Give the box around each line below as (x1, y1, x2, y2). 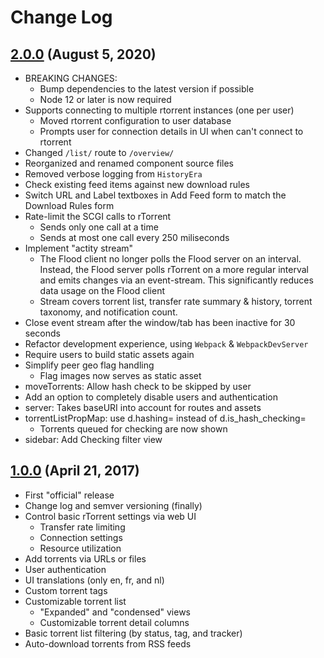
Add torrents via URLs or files (24, 552, 147, 565)
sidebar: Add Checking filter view (24, 434, 163, 445)
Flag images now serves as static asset (39, 370, 202, 381)
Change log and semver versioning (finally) (24, 499, 203, 511)
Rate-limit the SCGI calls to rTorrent (24, 211, 172, 222)
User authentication (24, 563, 107, 575)
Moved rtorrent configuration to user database (39, 115, 232, 126)
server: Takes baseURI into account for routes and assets (24, 402, 262, 413)
